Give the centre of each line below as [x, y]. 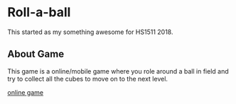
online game [26, 92]
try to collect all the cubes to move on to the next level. [88, 79]
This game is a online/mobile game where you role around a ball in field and [118, 71]
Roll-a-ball [39, 12]
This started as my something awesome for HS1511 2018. [90, 32]
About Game [36, 54]
